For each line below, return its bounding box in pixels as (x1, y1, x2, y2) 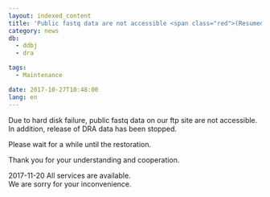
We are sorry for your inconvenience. (8, 179, 132, 189)
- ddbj (15, 42, 38, 50)
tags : (8, 64, 27, 72)
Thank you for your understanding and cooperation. (8, 154, 180, 165)
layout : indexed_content (8, 11, 92, 20)
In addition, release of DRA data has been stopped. (8, 124, 178, 133)
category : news (8, 27, 59, 35)
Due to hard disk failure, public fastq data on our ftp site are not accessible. (8, 115, 258, 125)
